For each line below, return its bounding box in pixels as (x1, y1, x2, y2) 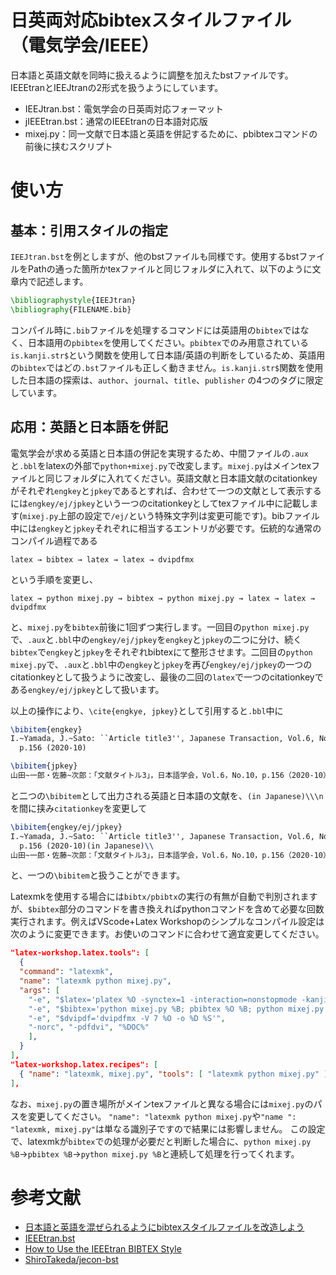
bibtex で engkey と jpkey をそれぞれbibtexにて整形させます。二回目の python (10, 646, 313, 658)
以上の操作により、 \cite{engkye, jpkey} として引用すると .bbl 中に (10, 704, 284, 716)
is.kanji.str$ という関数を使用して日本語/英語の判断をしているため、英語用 (10, 349, 326, 361)
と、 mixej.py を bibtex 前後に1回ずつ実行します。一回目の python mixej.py (10, 621, 310, 633)
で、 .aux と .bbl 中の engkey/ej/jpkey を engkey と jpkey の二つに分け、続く (10, 633, 303, 645)
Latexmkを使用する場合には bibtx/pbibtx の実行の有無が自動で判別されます (10, 891, 318, 903)
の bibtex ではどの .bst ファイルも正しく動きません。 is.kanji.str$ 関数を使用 (10, 361, 324, 373)
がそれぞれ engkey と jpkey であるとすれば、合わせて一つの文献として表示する (10, 484, 322, 496)
